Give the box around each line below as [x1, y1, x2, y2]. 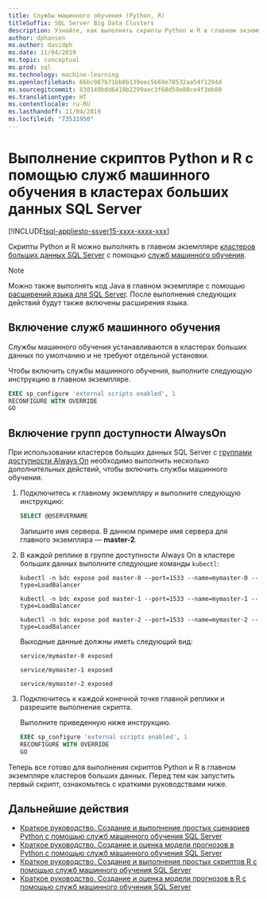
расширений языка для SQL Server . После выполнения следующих [8, 289, 237, 299]
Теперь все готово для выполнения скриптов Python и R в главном [8, 762, 236, 772]
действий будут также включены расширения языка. [8, 297, 189, 307]
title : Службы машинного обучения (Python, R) [8, 11, 165, 20]
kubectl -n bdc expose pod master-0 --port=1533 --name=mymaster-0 [19, 574, 248, 582]
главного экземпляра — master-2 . [19, 534, 137, 544]
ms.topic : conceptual [8, 56, 80, 64]
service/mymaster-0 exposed [19, 652, 113, 660]
